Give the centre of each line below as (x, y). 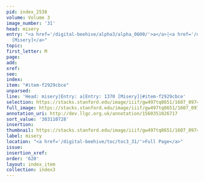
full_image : (21, 108)
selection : (20, 102)
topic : (15, 46)
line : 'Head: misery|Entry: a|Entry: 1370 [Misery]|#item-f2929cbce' (96, 96)
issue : (15, 147)
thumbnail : (20, 130)
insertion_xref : (27, 153)
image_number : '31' (31, 23)
